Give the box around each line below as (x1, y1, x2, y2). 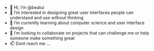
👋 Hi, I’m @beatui (9, 5, 45, 10)
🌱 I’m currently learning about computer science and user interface (9, 20, 145, 25)
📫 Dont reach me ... (9, 41, 50, 46)
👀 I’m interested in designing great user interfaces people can (9, 10, 134, 15)
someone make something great (9, 35, 75, 41)
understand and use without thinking (9, 15, 84, 20)
